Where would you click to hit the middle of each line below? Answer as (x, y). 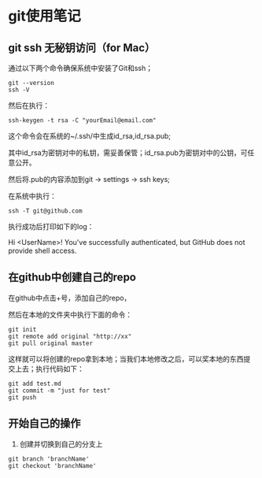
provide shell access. (42, 250)
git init (22, 329)
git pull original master (50, 343)
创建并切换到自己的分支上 (61, 444)
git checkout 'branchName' (52, 465)
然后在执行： (29, 106)
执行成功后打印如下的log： (51, 226)
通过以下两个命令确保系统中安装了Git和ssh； (81, 68)
